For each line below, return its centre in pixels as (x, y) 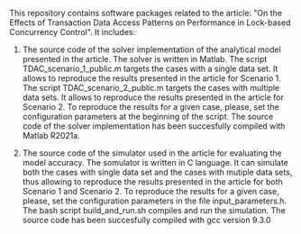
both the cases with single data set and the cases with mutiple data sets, (157, 172)
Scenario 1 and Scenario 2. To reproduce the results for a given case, (150, 191)
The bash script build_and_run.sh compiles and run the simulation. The (154, 210)
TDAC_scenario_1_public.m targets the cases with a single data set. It (150, 68)
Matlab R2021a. (51, 135)
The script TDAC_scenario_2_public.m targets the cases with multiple (151, 88)
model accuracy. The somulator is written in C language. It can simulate (155, 162)
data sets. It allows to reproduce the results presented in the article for (153, 97)
